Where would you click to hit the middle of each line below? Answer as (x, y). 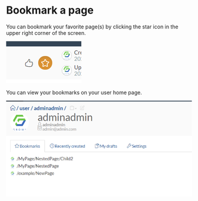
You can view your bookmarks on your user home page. (74, 92)
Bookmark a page (50, 10)
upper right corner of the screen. (46, 33)
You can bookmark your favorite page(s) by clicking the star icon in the (92, 27)
